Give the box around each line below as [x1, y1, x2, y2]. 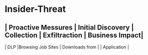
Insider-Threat [5, 3, 66, 15]
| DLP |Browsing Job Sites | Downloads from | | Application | [5, 44, 129, 50]
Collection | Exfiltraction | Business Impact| [5, 31, 143, 39]
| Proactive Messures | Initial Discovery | [5, 23, 134, 32]
